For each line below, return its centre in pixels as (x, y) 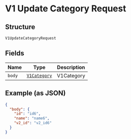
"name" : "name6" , (32, 118)
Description (71, 67)
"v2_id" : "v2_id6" (33, 123)
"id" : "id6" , (27, 114)
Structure (20, 27)
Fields (15, 53)
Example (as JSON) (35, 93)
